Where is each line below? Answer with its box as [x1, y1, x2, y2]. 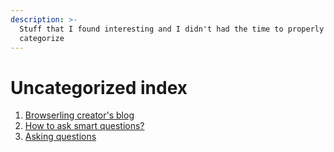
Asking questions [24, 131, 97, 143]
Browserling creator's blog [24, 109, 135, 121]
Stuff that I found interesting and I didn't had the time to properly [19, 24, 325, 34]
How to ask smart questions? [24, 120, 145, 132]
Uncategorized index [10, 76, 188, 99]
